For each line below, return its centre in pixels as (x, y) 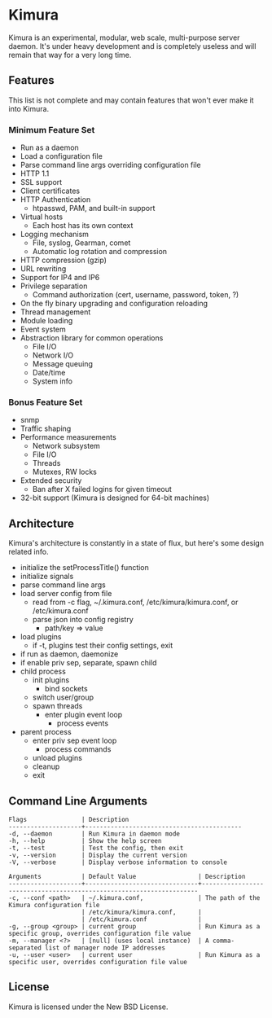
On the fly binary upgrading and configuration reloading (114, 304)
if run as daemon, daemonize (69, 654)
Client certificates (50, 191)
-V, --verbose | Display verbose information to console (118, 862)
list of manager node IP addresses (105, 948)
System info (53, 381)
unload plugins (57, 758)
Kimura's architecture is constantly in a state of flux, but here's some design (136, 543)
